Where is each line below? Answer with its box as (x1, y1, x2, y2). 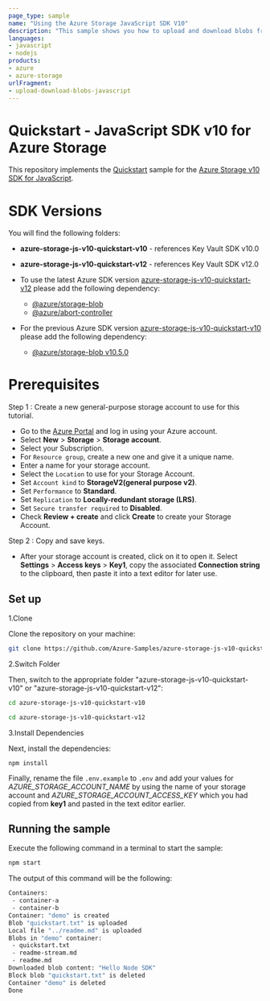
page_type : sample (8, 11, 70, 20)
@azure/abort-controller (31, 307, 113, 318)
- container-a (11, 896, 59, 905)
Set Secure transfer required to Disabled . (19, 504, 162, 513)
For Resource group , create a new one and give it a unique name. (19, 452, 235, 462)
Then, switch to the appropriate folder (8, 674, 134, 684)
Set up (8, 592, 42, 606)
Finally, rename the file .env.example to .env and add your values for (8, 773, 235, 783)
